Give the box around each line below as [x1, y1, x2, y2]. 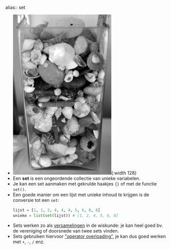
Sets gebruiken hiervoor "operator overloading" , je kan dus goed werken [12, 233, 166, 239]
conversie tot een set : [12, 197, 59, 203]
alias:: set [5, 5, 26, 10]
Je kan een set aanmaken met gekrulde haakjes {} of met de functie [12, 181, 157, 186]
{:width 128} [111, 170, 137, 176]
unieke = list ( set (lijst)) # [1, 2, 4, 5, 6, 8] [12, 213, 119, 218]
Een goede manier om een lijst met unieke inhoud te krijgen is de [12, 192, 149, 198]
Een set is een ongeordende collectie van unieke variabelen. [12, 175, 141, 181]
